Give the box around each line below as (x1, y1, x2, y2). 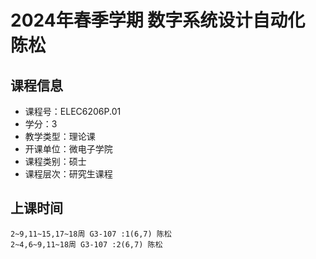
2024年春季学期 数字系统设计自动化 (10, 9, 306, 32)
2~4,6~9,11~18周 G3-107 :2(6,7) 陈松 (10, 239, 163, 250)
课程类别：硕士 (24, 156, 87, 167)
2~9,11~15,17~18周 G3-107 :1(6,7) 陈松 (10, 229, 172, 239)
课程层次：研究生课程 (24, 168, 113, 180)
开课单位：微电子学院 (24, 143, 113, 155)
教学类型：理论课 (24, 131, 96, 142)
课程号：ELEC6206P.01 (24, 106, 122, 117)
